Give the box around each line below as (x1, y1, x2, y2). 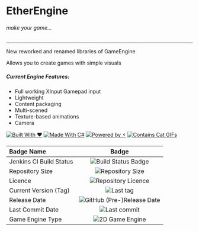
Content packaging (14, 101, 62, 108)
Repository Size (9, 167, 53, 175)
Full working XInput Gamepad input (14, 88, 101, 95)
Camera (14, 120, 34, 127)
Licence (9, 177, 31, 185)
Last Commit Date (9, 206, 59, 214)
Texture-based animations (14, 113, 79, 120)
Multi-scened (14, 107, 48, 114)
